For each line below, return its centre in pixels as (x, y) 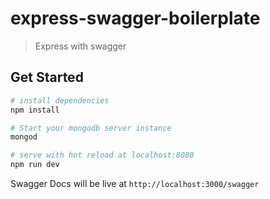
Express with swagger (80, 46)
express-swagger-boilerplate (135, 18)
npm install (35, 110)
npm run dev (35, 165)
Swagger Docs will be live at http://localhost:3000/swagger (135, 183)
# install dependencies (60, 100)
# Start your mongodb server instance (91, 128)
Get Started (47, 77)
